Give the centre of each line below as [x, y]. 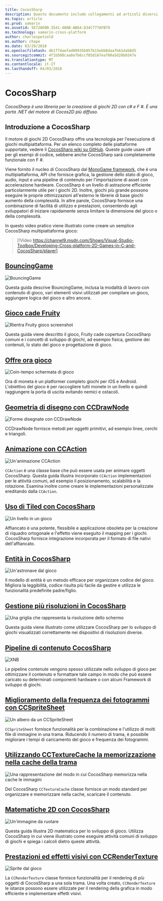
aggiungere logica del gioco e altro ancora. [48, 298]
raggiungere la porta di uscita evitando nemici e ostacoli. [62, 392]
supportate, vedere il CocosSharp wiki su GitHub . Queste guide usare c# [78, 149]
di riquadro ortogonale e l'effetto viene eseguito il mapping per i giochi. [76, 533]
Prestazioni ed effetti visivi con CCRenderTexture [82, 857]
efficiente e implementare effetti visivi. [43, 894]
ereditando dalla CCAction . [31, 491]
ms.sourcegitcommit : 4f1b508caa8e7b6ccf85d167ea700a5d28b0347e [71, 55]
